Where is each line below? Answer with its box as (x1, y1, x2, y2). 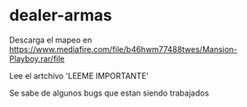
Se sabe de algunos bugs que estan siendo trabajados (9, 88, 210, 98)
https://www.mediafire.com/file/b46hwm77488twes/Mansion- (9, 43, 238, 54)
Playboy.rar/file (9, 53, 65, 64)
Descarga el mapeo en (9, 34, 93, 45)
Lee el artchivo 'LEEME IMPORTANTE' (9, 70, 149, 80)
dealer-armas (9, 5, 112, 26)
